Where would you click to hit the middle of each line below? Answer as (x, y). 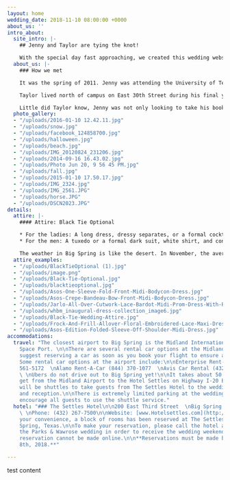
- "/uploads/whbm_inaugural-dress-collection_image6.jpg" (98, 311)
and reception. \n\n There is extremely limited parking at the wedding (122, 394)
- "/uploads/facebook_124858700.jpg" (67, 133)
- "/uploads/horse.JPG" (47, 197)
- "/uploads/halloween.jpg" (53, 139)
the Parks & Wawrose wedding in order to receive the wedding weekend (122, 432)
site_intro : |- (35, 39)
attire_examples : (38, 260)
